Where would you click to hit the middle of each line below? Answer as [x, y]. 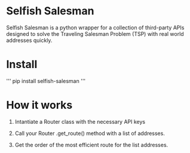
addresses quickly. [29, 40]
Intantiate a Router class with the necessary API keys [80, 121]
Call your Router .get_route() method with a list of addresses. [90, 133]
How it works [39, 105]
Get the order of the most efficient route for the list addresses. [91, 145]
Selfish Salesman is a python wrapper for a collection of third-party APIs [95, 27]
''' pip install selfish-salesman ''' [46, 81]
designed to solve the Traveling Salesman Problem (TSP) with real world [95, 33]
